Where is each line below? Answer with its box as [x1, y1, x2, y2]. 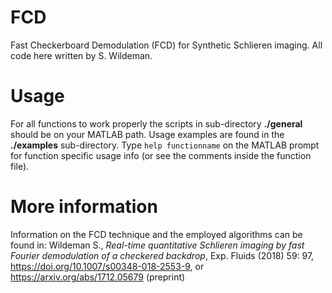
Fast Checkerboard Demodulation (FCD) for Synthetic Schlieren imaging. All [10, 39, 323, 51]
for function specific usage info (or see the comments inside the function [10, 149, 312, 161]
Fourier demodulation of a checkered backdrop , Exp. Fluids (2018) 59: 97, [10, 249, 315, 261]
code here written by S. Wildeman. [10, 49, 153, 61]
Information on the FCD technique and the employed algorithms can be [10, 228, 303, 240]
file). [10, 160, 30, 172]
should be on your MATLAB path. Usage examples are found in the [10, 128, 285, 140]
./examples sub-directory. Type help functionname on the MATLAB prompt [10, 139, 320, 151]
